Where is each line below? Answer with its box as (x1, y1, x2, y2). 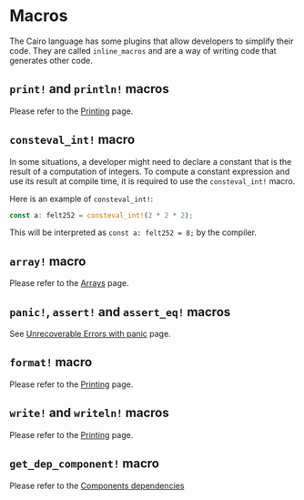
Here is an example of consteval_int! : (9, 193, 153, 204)
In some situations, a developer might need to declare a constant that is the (9, 156, 292, 167)
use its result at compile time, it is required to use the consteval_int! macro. (9, 175, 296, 187)
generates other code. (9, 55, 94, 66)
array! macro (9, 253, 86, 269)
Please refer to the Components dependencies (9, 480, 185, 491)
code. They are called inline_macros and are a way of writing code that (9, 45, 277, 56)
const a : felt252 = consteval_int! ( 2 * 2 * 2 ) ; (9, 210, 194, 219)
